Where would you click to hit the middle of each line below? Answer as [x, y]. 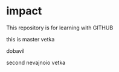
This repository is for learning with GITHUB [60, 28]
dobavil [15, 51]
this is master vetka [31, 39]
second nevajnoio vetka [36, 62]
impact [24, 11]
